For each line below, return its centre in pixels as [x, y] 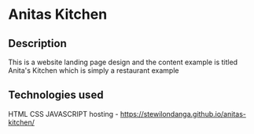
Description [37, 43]
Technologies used [56, 95]
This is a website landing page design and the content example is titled [123, 62]
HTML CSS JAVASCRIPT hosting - [64, 114]
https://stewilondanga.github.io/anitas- [183, 114]
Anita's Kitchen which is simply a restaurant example [94, 71]
